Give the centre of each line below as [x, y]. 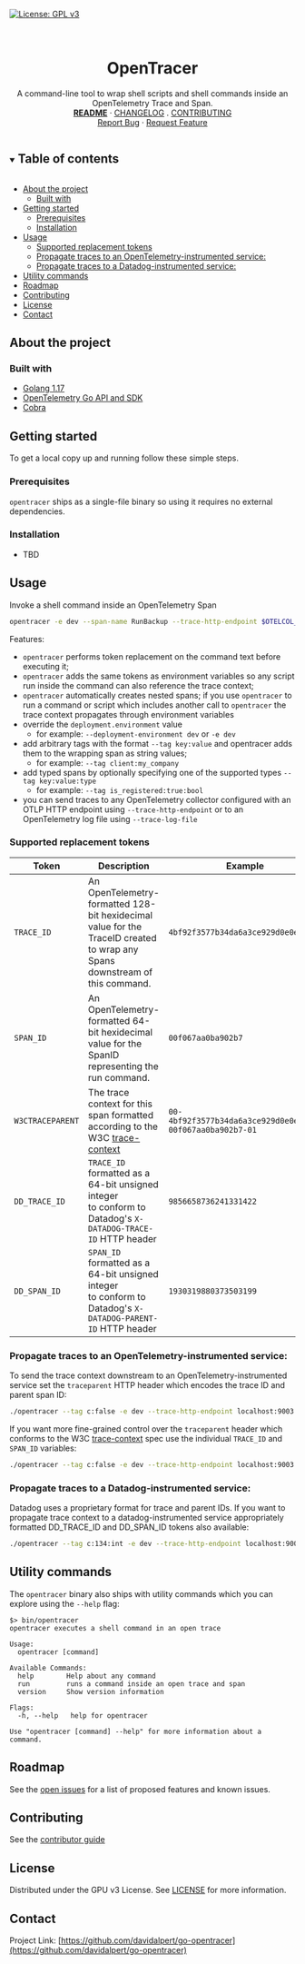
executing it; [46, 666]
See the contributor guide [58, 1840]
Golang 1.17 [44, 388]
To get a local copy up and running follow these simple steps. [124, 458]
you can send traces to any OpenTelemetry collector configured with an [157, 799]
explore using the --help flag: [64, 1603]
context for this [120, 1104]
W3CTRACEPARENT [47, 1121]
